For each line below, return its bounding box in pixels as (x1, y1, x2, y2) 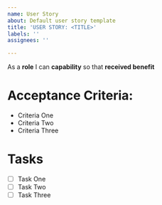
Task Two (17, 183, 46, 191)
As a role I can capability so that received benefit (7, 63, 155, 71)
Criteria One (17, 111, 54, 120)
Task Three (17, 191, 51, 199)
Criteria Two (17, 119, 54, 127)
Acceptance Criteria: (7, 88, 134, 104)
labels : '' (7, 30, 40, 38)
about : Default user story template (7, 17, 116, 24)
